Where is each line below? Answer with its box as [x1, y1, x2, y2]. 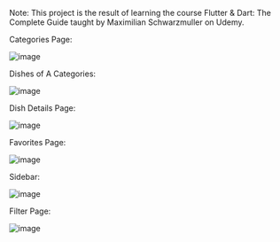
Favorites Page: [9, 137, 66, 147]
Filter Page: [9, 206, 51, 216]
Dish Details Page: [9, 103, 76, 113]
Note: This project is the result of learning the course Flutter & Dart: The [9, 8, 272, 18]
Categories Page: [9, 35, 73, 44]
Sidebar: [9, 172, 40, 182]
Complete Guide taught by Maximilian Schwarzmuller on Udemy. [9, 17, 245, 27]
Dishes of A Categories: [9, 68, 96, 79]
